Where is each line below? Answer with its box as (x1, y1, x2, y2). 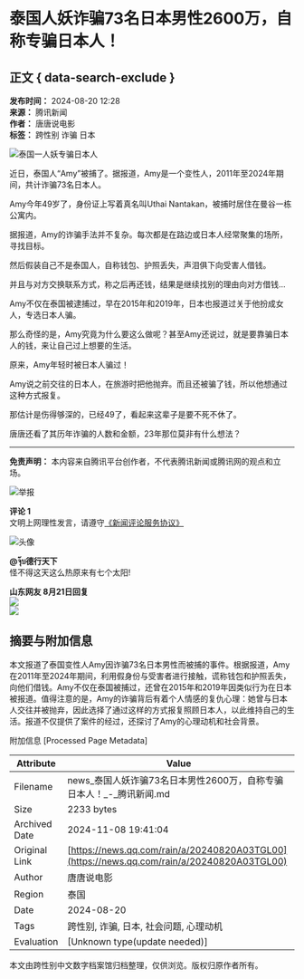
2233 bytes (67, 802, 118, 815)
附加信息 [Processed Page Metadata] (9, 734, 147, 745)
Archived (14, 817, 52, 830)
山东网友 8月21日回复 (9, 586, 89, 597)
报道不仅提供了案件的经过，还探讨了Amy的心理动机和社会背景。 (24, 715, 264, 726)
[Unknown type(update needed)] (67, 935, 208, 947)
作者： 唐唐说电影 (9, 119, 75, 129)
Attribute (16, 757, 56, 770)
